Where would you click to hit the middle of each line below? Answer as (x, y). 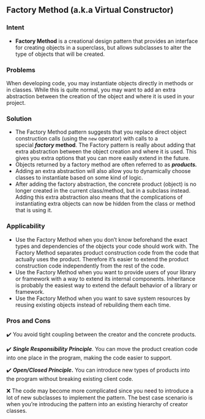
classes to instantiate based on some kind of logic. (79, 178)
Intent (15, 28)
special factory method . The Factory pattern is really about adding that (105, 145)
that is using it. (34, 210)
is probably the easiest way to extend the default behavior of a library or (106, 285)
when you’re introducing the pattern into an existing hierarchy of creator (97, 404)
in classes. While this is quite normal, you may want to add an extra (91, 90)
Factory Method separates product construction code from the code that (107, 252)
